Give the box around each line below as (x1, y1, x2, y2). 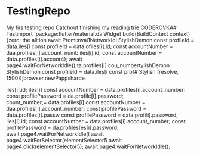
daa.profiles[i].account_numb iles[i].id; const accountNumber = (6, 49, 162, 56)
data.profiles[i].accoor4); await (6, 55, 82, 63)
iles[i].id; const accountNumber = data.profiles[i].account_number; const (6, 117, 186, 124)
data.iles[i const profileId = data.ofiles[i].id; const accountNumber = (6, 43, 173, 50)
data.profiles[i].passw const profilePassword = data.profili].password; (6, 111, 178, 118)
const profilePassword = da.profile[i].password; (6, 92, 124, 99)
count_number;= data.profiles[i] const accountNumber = (6, 98, 146, 105)
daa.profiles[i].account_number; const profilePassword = (6, 105, 147, 112)
